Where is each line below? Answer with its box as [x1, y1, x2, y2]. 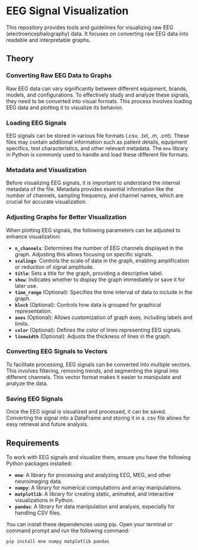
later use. [14, 282, 38, 289]
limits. [14, 320, 30, 327]
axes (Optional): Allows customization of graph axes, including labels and [14, 313, 193, 321]
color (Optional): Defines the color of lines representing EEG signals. [14, 326, 182, 333]
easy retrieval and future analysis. [6, 421, 89, 428]
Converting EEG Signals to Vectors [6, 347, 108, 355]
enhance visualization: [6, 233, 61, 240]
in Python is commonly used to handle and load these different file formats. [6, 151, 189, 158]
